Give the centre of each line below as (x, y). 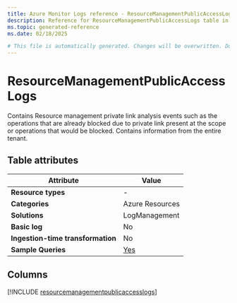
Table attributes (43, 161)
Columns (28, 275)
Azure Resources (151, 203)
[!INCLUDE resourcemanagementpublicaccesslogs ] (82, 292)
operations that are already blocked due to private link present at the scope (117, 124)
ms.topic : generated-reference (53, 27)
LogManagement (151, 215)
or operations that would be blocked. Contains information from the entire (114, 131)
